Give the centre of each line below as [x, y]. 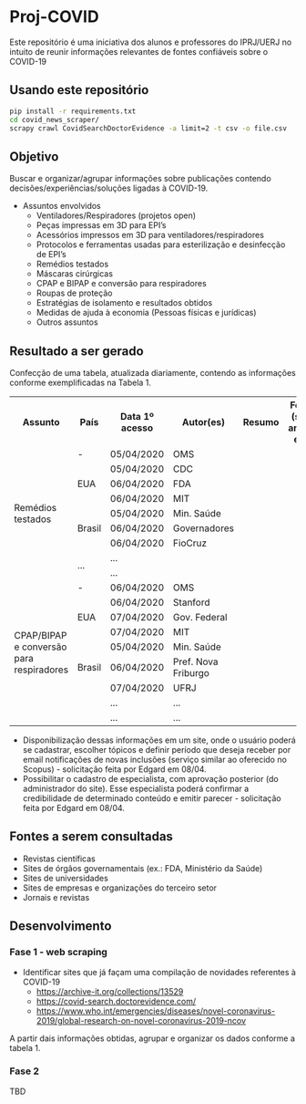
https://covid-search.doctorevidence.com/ [116, 1001]
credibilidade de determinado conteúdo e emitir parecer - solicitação [152, 798]
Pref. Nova [195, 661]
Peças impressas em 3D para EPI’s [101, 225]
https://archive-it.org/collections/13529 [110, 991]
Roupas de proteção [74, 293]
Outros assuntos [67, 322]
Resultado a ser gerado [76, 351]
